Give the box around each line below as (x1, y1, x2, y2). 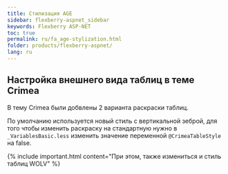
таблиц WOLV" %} (7, 159, 61, 168)
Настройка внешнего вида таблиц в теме (7, 74, 195, 86)
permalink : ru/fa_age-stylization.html (7, 36, 122, 43)
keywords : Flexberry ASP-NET (7, 23, 91, 30)
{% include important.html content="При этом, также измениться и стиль (7, 152, 222, 160)
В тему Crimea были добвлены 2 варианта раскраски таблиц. (7, 103, 189, 111)
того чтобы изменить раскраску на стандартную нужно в (7, 124, 178, 132)
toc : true (7, 29, 36, 37)
